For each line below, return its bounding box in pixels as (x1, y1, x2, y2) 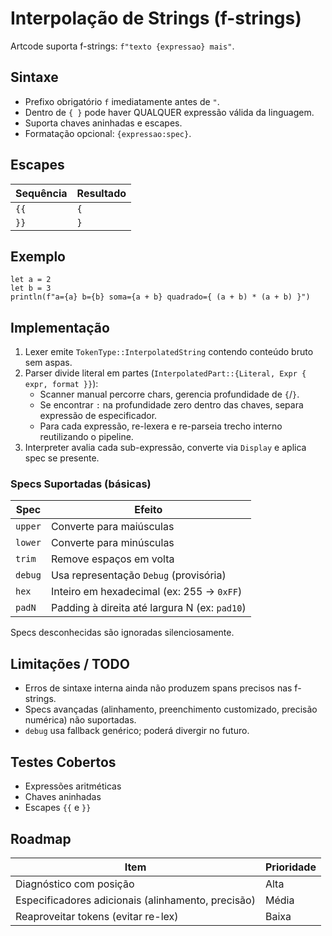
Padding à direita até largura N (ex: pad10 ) (50, 601, 247, 615)
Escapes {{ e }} (24, 802, 92, 814)
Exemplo (10, 248, 66, 265)
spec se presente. (24, 452, 100, 464)
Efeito (134, 503, 163, 517)
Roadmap (10, 830, 72, 847)
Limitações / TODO (10, 655, 130, 672)
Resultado (76, 186, 127, 200)
